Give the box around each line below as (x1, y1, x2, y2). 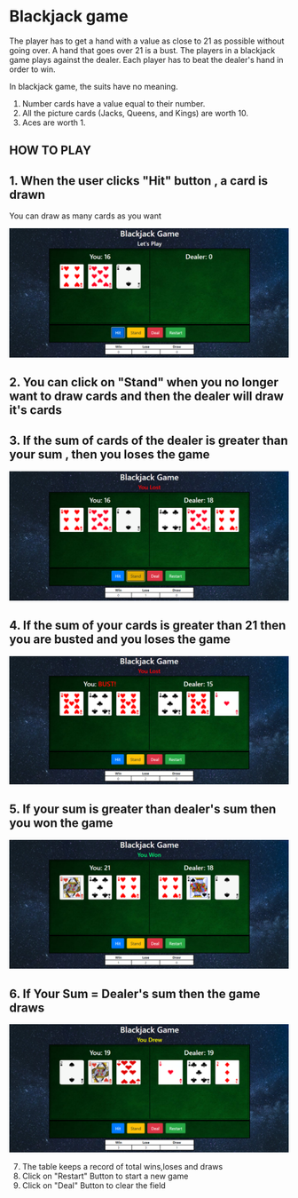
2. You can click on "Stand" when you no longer (9, 375, 279, 390)
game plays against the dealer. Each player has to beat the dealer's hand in (9, 54, 284, 65)
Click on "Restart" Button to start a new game (21, 1170, 189, 1182)
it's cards (9, 402, 62, 418)
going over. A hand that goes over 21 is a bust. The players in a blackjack (9, 44, 276, 55)
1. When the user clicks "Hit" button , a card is (9, 173, 269, 188)
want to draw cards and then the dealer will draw (9, 389, 284, 404)
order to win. (9, 64, 56, 75)
